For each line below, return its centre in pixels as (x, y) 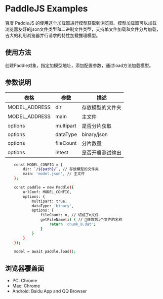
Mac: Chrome (26, 286)
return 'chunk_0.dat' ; (73, 224)
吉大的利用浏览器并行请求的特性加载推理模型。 (53, 35)
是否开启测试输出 (102, 153)
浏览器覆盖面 (25, 268)
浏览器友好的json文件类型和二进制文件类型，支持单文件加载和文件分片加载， (83, 29)
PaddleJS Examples (46, 9)
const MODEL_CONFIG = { (39, 165)
